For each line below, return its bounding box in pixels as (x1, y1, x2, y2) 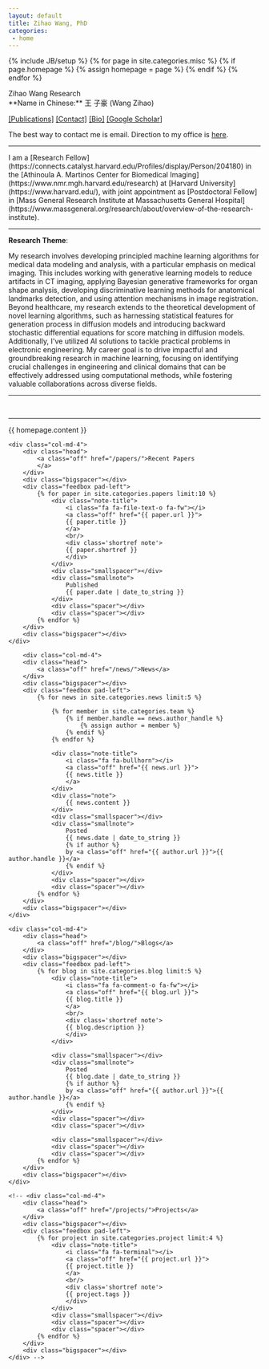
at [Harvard (159, 178, 199, 189)
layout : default (8, 11, 62, 20)
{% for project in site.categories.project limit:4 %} (37, 1234, 224, 1242)
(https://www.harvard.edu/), (8, 187, 101, 197)
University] (199, 178, 236, 189)
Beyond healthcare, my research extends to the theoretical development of (8, 303, 256, 312)
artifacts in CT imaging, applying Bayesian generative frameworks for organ (8, 277, 259, 286)
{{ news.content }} (65, 799, 130, 807)
